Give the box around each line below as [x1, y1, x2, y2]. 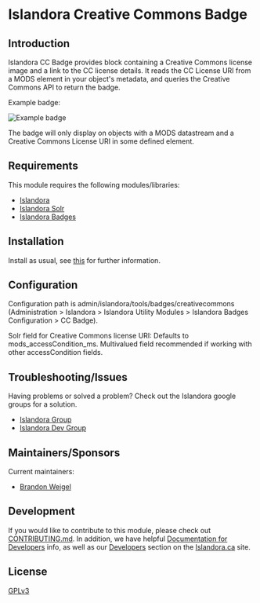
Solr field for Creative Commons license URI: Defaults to [8, 331, 190, 341]
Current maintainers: [8, 467, 74, 477]
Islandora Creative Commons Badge [8, 5, 248, 24]
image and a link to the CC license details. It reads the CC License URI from [8, 66, 251, 75]
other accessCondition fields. [8, 348, 103, 357]
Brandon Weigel [19, 482, 72, 492]
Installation [8, 235, 64, 248]
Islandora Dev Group [19, 423, 87, 433]
